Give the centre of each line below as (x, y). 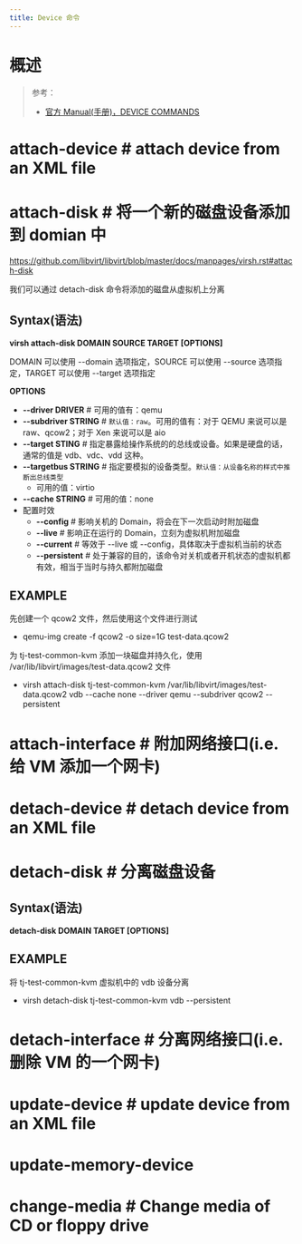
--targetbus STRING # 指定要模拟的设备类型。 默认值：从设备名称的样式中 (153, 466)
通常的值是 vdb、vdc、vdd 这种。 (85, 455)
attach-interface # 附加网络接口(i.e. (144, 743)
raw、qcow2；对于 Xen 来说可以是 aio (94, 432)
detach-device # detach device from (149, 808)
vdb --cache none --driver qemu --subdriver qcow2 (166, 695)
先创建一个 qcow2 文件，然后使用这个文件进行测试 (104, 618)
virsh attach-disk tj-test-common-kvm (94, 685)
